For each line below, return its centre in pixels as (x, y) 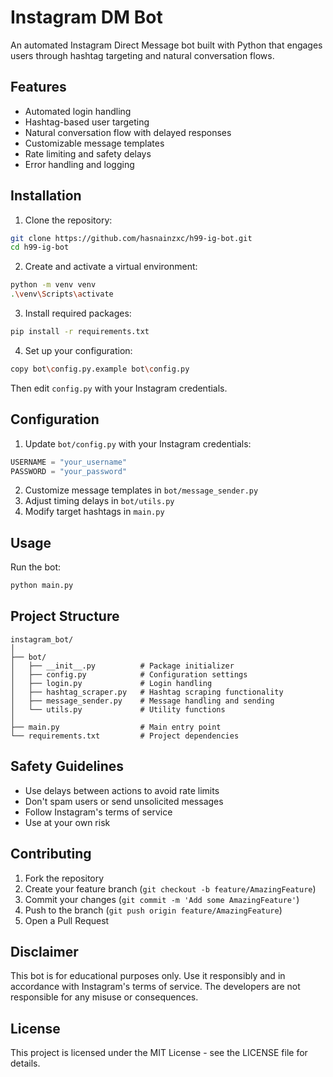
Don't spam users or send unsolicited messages (124, 801)
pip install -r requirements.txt (80, 332)
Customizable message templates (94, 143)
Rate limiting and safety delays (88, 153)
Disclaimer (44, 951)
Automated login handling (78, 111)
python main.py (42, 586)
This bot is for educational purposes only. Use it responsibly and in (148, 976)
